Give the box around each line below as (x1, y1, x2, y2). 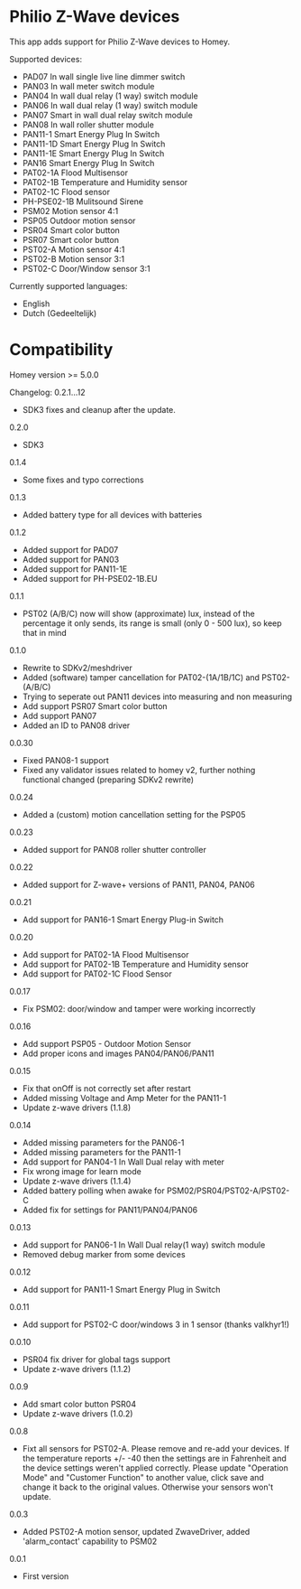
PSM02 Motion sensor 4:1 (22, 205, 119, 216)
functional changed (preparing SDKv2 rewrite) (22, 774, 195, 785)
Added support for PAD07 (22, 544, 119, 555)
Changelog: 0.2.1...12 (9, 387, 86, 397)
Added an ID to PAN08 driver (22, 720, 131, 731)
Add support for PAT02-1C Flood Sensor (22, 968, 173, 979)
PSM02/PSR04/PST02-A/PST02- (166, 1185, 290, 1196)
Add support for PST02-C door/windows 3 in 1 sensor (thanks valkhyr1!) (22, 1319, 290, 1330)
